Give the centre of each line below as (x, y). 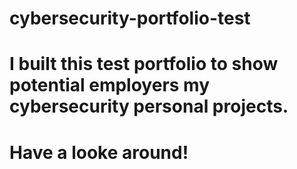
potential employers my (110, 85)
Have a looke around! (99, 152)
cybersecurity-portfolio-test (130, 18)
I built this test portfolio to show (144, 64)
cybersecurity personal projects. (149, 106)
